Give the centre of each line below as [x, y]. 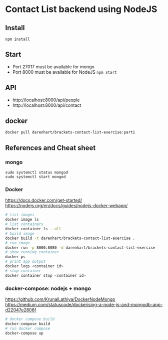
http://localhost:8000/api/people [46, 100]
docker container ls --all [33, 229]
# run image [17, 243]
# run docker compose [28, 328]
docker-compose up [24, 333]
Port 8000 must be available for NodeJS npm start [64, 72]
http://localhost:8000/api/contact [47, 105]
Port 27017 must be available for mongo [53, 67]
